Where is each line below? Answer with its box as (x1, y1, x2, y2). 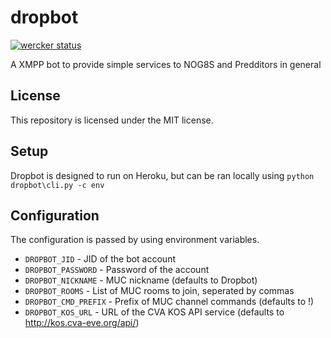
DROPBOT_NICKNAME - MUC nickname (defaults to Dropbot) (24, 274, 258, 286)
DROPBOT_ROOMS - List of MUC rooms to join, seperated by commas (24, 285, 295, 297)
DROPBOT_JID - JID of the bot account (24, 253, 176, 265)
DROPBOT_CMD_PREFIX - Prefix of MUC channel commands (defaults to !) (24, 296, 315, 308)
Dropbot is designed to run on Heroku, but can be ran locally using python (10, 169, 315, 181)
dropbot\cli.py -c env (10, 180, 105, 190)
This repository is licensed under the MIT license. (10, 114, 214, 126)
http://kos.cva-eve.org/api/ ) (24, 317, 140, 329)
